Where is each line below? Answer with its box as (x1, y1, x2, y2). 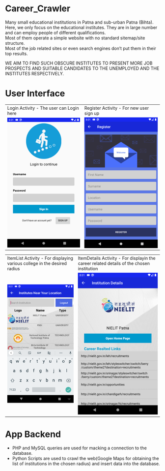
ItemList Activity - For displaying (7, 255, 74, 261)
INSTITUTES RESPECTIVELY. (5, 70, 64, 76)
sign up (84, 110, 100, 116)
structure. (5, 40, 25, 46)
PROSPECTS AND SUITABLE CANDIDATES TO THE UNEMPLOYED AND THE (5, 65, 160, 71)
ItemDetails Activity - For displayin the (78, 255, 156, 261)
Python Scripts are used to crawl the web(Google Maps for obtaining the (12, 455, 159, 461)
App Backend (5, 429, 61, 440)
